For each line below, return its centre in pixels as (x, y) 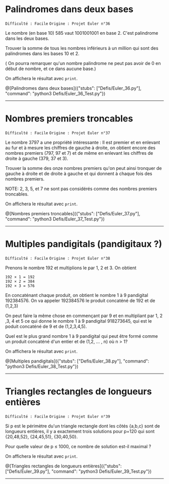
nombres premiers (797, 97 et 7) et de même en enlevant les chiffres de (79, 153)
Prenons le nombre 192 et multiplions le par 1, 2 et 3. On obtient (71, 268)
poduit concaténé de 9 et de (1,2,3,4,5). (46, 326)
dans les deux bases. (27, 38)
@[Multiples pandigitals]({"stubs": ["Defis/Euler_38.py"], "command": (77, 361)
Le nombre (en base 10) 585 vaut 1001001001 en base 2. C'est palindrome (82, 33)
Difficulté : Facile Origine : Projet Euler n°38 (58, 258)
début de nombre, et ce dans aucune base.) (51, 69)
